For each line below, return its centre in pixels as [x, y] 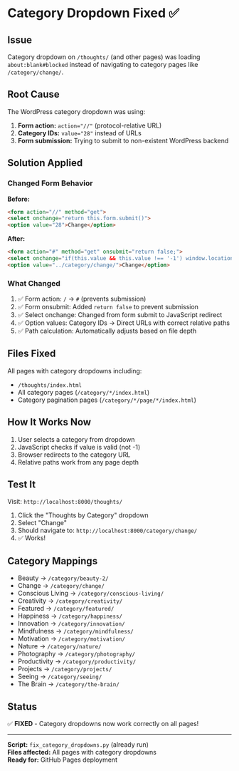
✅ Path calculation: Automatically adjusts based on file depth [107, 331]
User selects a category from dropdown [76, 439]
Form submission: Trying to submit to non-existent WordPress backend [123, 140]
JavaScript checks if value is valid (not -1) [79, 447]
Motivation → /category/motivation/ [71, 638]
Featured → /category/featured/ [66, 609]
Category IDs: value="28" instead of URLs [80, 133]
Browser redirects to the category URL [74, 455]
